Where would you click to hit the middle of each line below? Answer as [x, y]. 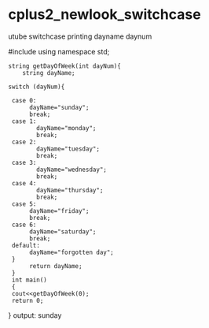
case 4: [24, 183]
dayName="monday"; [66, 128]
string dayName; [49, 73]
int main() [29, 280]
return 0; [27, 300]
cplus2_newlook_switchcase [105, 15]
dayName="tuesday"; [68, 149]
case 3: [24, 162]
